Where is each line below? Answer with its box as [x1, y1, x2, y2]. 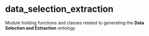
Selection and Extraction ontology [5, 25, 76, 31]
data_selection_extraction [5, 3, 114, 15]
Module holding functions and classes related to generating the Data [5, 20, 144, 26]
